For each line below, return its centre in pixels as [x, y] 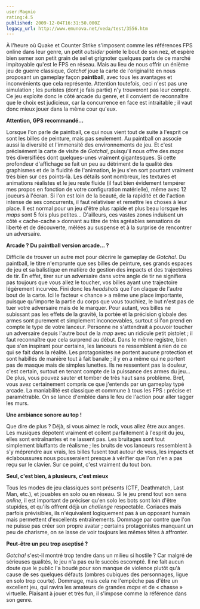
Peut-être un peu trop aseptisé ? [47, 544]
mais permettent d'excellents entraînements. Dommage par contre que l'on [99, 520]
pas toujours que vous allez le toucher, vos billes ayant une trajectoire [92, 282]
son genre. [19, 600]
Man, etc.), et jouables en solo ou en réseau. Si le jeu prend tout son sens [96, 494]
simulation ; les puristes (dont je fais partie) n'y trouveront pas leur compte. [99, 90]
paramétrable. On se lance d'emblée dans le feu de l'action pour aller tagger [100, 397]
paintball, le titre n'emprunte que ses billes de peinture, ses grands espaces [99, 263]
